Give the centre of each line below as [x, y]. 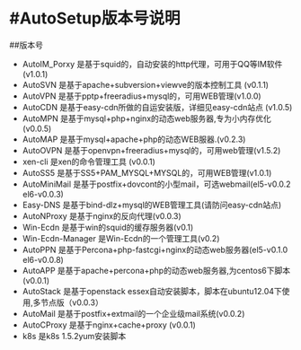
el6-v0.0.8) [43, 259]
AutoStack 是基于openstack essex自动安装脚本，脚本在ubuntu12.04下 [152, 291]
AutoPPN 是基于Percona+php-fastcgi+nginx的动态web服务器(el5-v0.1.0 [155, 249]
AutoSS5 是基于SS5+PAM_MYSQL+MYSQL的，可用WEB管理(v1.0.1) [147, 172]
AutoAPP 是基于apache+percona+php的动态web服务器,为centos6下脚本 [156, 270]
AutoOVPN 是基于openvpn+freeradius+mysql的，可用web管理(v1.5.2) [151, 150]
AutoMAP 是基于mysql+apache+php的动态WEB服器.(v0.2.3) [134, 139]
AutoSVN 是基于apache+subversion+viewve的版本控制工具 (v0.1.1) [146, 84]
